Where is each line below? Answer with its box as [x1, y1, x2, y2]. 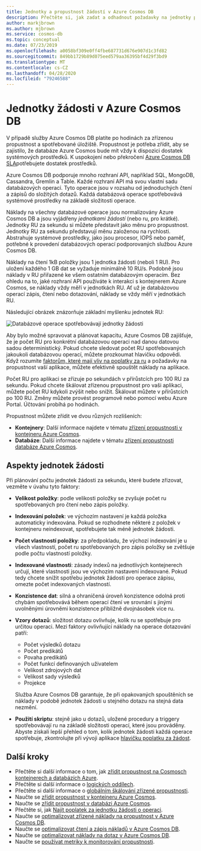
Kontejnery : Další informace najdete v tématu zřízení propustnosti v [14, 424, 182, 431]
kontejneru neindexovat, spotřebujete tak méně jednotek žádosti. [14, 525, 175, 532]
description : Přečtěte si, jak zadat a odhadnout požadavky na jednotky [6, 14, 191, 20]
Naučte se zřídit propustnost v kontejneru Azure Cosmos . [14, 793, 157, 801]
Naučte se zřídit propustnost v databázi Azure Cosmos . [14, 799, 152, 807]
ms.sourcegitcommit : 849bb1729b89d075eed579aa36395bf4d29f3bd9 [6, 53, 167, 59]
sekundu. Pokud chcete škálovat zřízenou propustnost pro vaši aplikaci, [6, 382, 184, 389]
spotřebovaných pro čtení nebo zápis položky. [14, 501, 129, 508]
